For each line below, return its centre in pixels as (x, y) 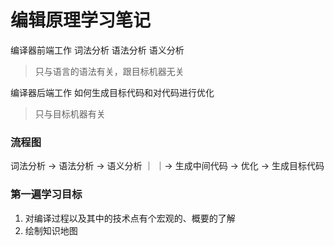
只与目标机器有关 (70, 113)
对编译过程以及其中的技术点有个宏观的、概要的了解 (130, 218)
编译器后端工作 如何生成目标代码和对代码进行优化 (112, 92)
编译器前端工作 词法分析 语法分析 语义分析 (97, 50)
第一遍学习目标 (46, 194)
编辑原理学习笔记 (81, 20)
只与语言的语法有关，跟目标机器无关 (109, 71)
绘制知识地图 (51, 230)
